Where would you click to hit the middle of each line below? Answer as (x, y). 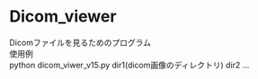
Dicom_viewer (63, 17)
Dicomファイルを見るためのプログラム (80, 42)
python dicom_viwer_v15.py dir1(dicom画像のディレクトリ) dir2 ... (129, 65)
